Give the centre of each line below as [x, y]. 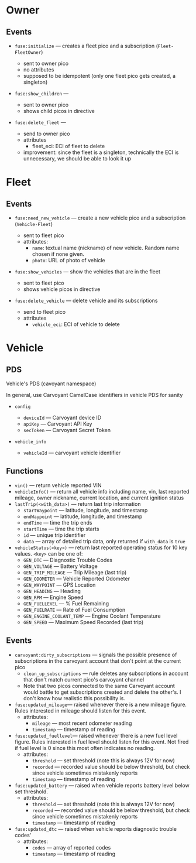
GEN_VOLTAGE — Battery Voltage [60, 566]
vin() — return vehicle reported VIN [58, 485]
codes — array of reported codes [71, 847]
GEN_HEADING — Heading [52, 591]
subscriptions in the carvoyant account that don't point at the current [98, 661]
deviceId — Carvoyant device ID [62, 417]
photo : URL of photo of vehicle [68, 260]
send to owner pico [47, 133]
